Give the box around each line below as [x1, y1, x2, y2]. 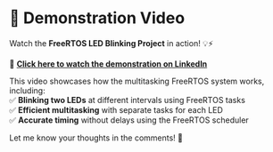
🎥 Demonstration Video [9, 8, 186, 28]
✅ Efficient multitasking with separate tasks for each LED [9, 104, 223, 115]
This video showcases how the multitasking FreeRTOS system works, [9, 76, 265, 86]
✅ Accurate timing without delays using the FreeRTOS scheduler [9, 115, 250, 125]
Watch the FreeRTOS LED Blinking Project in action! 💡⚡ [9, 37, 214, 48]
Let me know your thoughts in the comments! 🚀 [9, 132, 183, 143]
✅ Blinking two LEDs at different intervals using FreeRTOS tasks [9, 94, 245, 105]
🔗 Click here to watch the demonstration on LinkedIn [9, 58, 208, 69]
